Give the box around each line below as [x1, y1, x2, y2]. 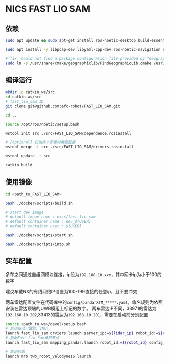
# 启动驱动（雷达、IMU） [5, 326, 50, 331]
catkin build [5, 163, 33, 168]
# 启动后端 [5, 349, 25, 354]
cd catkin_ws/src [5, 94, 42, 100]
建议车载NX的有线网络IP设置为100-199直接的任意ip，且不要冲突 [5, 288, 137, 294]
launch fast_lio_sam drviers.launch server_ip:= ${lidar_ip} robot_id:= [5, 331, 158, 336]
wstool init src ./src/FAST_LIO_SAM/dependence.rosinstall [5, 131, 132, 136]
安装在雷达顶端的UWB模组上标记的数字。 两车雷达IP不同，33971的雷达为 [5, 305, 157, 311]
